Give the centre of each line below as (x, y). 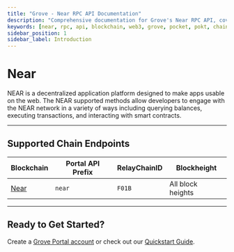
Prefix (83, 172)
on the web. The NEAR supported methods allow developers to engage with (116, 101)
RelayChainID (140, 168)
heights (182, 192)
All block (184, 184)
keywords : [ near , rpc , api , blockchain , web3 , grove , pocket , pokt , (109, 26)
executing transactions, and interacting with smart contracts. (94, 116)
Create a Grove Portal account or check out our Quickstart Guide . (101, 242)
